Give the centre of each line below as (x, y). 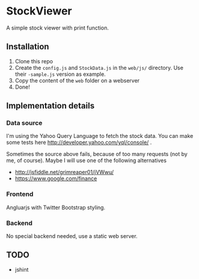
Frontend (20, 194)
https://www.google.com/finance (56, 178)
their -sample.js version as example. (60, 74)
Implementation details (51, 106)
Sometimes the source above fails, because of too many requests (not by (97, 154)
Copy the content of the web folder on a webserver (77, 80)
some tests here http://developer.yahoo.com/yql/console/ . (79, 142)
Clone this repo (34, 61)
